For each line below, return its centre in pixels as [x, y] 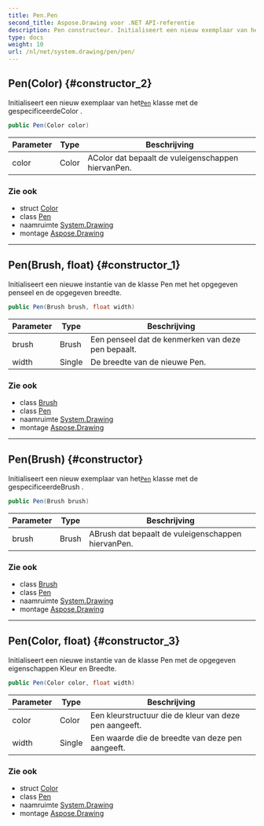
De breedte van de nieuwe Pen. [148, 362]
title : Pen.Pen [33, 15]
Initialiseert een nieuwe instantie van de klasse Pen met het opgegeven [123, 284]
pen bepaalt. [114, 349]
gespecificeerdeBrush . [46, 487]
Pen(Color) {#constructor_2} [80, 84]
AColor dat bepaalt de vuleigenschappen [163, 158]
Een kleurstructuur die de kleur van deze [165, 715]
